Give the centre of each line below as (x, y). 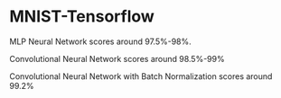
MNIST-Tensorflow (82, 17)
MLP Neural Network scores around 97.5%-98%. (100, 41)
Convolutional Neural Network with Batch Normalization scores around (141, 76)
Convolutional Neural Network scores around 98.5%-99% (117, 58)
